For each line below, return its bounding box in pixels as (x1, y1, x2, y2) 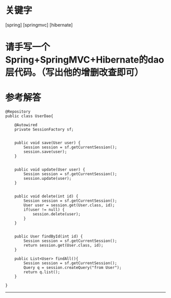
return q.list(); (23, 269, 60, 275)
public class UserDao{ (5, 114, 53, 119)
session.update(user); (23, 176, 72, 181)
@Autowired (14, 123, 38, 128)
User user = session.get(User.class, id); (23, 203, 115, 208)
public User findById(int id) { (14, 234, 83, 239)
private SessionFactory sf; (14, 127, 74, 132)
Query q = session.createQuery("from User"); (23, 265, 122, 270)
